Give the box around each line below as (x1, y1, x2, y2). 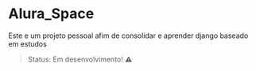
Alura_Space (8, 5, 95, 23)
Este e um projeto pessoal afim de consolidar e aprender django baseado (8, 31, 249, 40)
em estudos (8, 39, 48, 48)
